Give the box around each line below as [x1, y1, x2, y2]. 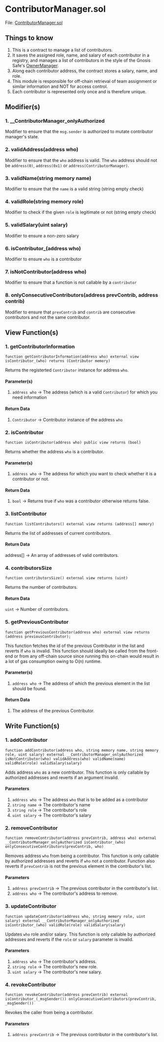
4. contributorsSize [5, 564, 52, 571]
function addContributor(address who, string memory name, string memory [5, 748, 159, 753]
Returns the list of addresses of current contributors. [5, 530, 112, 536]
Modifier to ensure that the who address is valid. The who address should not [5, 157, 158, 163]
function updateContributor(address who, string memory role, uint [5, 914, 146, 919]
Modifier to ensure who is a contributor [5, 256, 82, 262]
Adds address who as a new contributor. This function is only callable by [5, 769, 149, 775]
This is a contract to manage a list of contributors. [12, 47, 113, 52]
